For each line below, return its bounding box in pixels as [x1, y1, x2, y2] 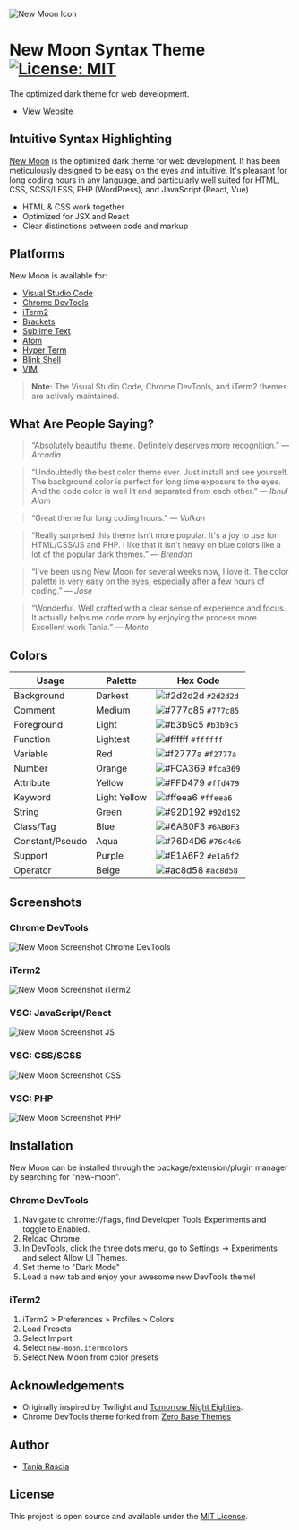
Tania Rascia [21, 1461, 70, 1472]
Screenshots [9, 894, 82, 910]
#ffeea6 [200, 793, 233, 803]
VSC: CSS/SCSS [9, 1049, 82, 1062]
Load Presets [21, 1323, 72, 1334]
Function [13, 733, 51, 746]
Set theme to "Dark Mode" [21, 1262, 121, 1273]
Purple [95, 850, 124, 862]
